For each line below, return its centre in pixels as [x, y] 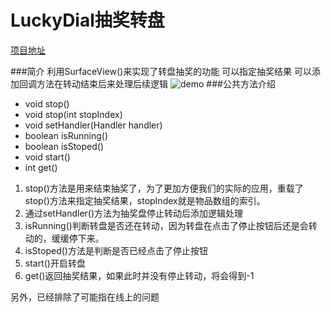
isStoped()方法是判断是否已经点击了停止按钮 [116, 250]
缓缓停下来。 [78, 238]
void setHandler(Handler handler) [93, 125]
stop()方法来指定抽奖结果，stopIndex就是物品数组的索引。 [145, 200]
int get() [41, 167]
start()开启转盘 [55, 263]
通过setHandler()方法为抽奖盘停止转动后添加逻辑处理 [134, 213]
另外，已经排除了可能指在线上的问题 [85, 297]
